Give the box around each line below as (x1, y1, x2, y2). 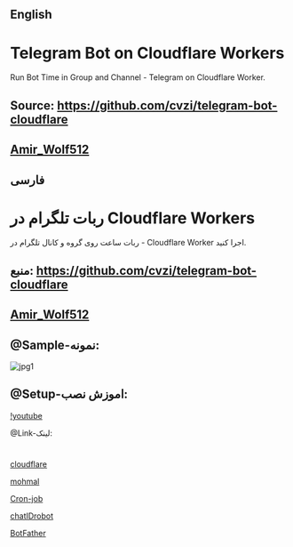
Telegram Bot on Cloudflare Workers (10, 43, 285, 63)
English (10, 7, 52, 22)
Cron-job (10, 494, 44, 504)
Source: (10, 98, 55, 113)
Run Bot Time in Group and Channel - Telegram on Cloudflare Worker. (10, 72, 265, 83)
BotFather (10, 528, 47, 539)
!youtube (10, 410, 43, 421)
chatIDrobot (10, 511, 54, 521)
